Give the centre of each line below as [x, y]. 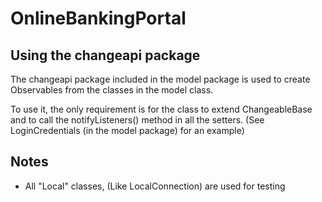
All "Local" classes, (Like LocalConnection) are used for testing [155, 186]
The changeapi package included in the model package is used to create [160, 79]
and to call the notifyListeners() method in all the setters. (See [137, 120]
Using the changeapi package [105, 55]
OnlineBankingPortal [98, 18]
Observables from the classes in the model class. [112, 90]
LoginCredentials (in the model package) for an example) [127, 130]
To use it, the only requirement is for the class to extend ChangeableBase [161, 109]
